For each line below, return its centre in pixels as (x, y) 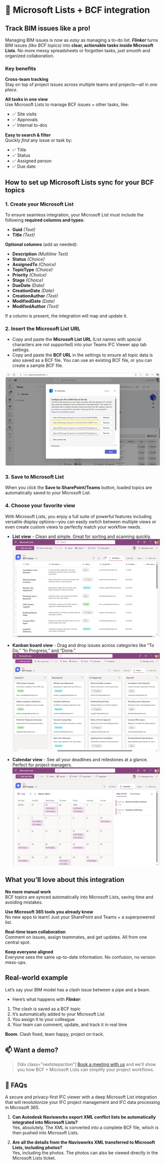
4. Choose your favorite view (40, 506)
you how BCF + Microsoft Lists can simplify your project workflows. (86, 1070)
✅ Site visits (24, 114)
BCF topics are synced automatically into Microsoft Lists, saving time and (79, 897)
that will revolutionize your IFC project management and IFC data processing (82, 1102)
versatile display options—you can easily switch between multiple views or (81, 522)
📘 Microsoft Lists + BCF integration (78, 10)
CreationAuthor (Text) (35, 296)
